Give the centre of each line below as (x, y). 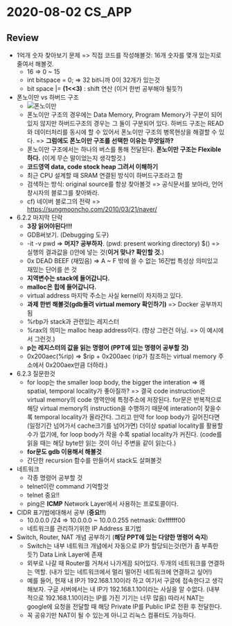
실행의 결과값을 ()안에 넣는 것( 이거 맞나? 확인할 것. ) (95, 252)
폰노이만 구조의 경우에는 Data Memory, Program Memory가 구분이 (118, 115)
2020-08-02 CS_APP (69, 12)
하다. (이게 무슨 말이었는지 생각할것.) (76, 158)
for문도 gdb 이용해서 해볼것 (64, 451)
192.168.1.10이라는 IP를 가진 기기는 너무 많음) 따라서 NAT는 (125, 598)
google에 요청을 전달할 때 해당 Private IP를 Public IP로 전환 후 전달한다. (124, 607)
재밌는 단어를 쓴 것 (52, 269)
